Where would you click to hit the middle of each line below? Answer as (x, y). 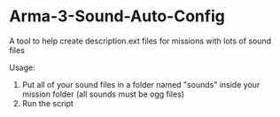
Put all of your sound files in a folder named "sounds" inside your (141, 84)
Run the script (47, 103)
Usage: (22, 67)
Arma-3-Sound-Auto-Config (117, 16)
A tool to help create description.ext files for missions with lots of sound (140, 41)
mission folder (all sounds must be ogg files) (103, 94)
